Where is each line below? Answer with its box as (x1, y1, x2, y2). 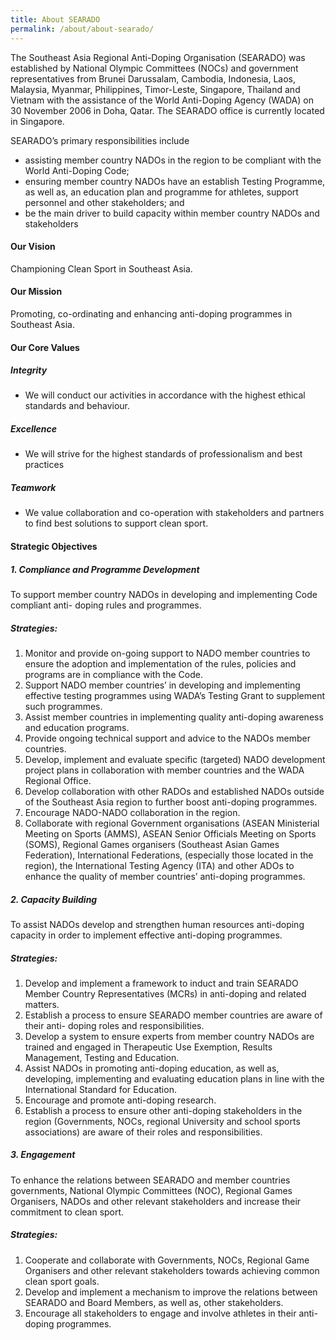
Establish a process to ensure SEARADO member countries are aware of (24, 1009, 323, 1021)
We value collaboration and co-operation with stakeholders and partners (24, 507, 325, 519)
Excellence (10, 423, 57, 435)
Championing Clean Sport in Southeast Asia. (10, 262, 193, 275)
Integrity (10, 364, 48, 376)
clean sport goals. (24, 1275, 100, 1287)
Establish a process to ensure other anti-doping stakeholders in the (24, 1104, 303, 1116)
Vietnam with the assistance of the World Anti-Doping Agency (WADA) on (10, 94, 314, 106)
